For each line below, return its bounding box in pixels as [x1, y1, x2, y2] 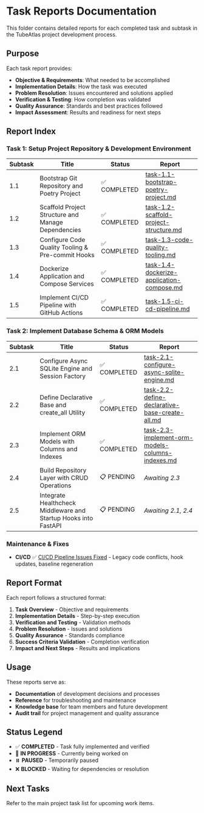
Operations [39, 481, 72, 490]
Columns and [39, 445, 78, 453]
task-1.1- [145, 170, 175, 179]
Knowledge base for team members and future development [15, 703, 168, 710]
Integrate [39, 491, 66, 499]
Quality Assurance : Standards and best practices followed [15, 102, 163, 109]
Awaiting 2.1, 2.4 [143, 506, 193, 515]
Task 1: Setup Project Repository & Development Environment [6, 145, 191, 153]
